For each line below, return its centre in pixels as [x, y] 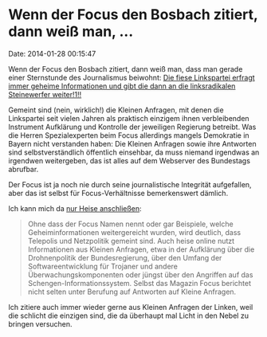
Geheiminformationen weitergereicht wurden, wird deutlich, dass [134, 232]
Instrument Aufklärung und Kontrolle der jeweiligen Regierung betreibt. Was [132, 127]
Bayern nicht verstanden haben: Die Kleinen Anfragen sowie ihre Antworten [132, 143]
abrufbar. [24, 169]
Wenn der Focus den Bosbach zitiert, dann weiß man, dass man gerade [126, 69]
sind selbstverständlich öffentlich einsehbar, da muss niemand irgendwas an [134, 152]
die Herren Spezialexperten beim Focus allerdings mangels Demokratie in [129, 135]
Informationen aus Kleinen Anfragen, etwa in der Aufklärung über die [141, 249]
